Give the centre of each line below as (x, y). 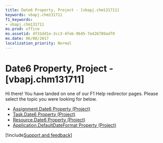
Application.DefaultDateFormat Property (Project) (64, 125)
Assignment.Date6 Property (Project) (51, 109)
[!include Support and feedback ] (39, 135)
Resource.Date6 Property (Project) (49, 120)
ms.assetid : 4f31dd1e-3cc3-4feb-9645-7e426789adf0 (60, 34)
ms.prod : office (22, 29)
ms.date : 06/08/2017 (27, 39)
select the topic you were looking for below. (51, 99)
